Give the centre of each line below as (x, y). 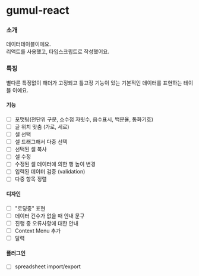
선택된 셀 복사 (31, 149)
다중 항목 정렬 (31, 179)
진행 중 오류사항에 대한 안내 (47, 223)
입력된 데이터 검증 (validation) (50, 172)
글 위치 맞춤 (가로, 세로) (42, 127)
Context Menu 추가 (38, 231)
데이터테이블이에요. (29, 44)
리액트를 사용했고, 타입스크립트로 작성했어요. (58, 52)
